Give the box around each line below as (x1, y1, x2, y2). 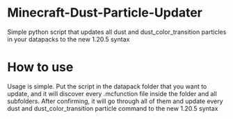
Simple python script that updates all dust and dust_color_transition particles (7, 28, 227, 36)
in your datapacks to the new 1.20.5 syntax (7, 35, 130, 43)
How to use (7, 59, 74, 75)
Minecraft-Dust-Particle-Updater (7, 5, 203, 21)
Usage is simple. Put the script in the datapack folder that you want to (7, 82, 207, 91)
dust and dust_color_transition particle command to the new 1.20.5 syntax (7, 104, 218, 112)
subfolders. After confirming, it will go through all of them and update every (7, 97, 224, 105)
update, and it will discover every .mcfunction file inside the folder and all (7, 89, 217, 98)
